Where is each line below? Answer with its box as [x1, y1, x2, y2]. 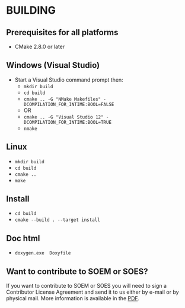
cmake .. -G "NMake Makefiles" [23, 96, 101, 102]
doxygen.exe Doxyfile [14, 250, 71, 256]
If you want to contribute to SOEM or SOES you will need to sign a [6, 282, 167, 290]
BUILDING [6, 4, 56, 17]
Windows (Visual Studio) [6, 60, 100, 70]
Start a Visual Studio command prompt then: [14, 76, 123, 83]
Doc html [6, 233, 40, 243]
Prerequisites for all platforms [6, 27, 119, 38]
